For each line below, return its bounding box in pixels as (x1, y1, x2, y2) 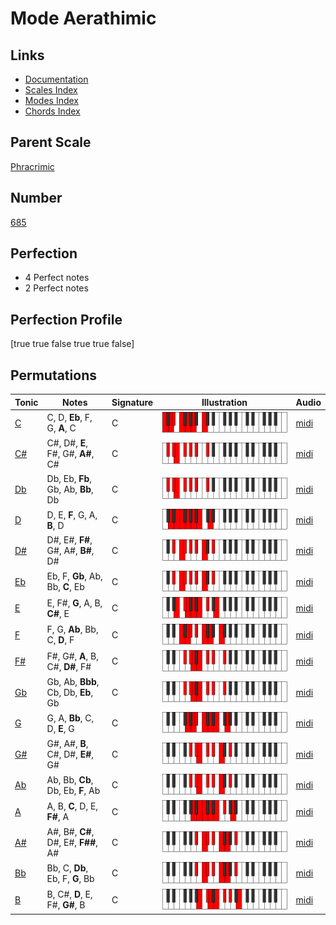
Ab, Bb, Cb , (46, 773, 94, 786)
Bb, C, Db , (46, 862, 89, 874)
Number (10, 190, 63, 207)
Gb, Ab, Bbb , (46, 675, 100, 687)
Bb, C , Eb (46, 581, 85, 593)
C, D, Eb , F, (46, 412, 93, 424)
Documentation (24, 73, 89, 85)
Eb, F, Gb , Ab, (46, 570, 103, 582)
